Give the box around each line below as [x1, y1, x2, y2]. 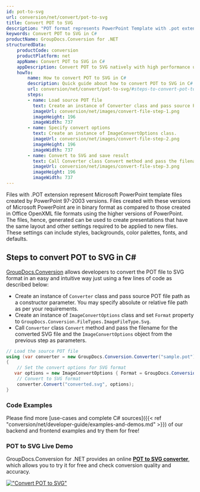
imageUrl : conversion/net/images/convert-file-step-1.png [32, 108, 180, 114]
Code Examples [6, 401, 52, 409]
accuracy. [6, 468, 31, 475]
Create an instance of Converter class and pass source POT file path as [14, 292, 190, 299]
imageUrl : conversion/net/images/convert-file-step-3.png [32, 164, 180, 170]
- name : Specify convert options [27, 125, 111, 131]
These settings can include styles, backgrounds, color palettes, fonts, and [6, 228, 187, 236]
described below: [6, 281, 49, 288]
